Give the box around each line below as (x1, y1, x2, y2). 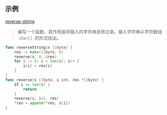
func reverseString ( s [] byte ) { (5, 44, 72, 50)
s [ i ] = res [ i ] (23, 63, 52, 68)
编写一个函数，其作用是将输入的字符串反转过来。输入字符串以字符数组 (17, 28, 162, 34)
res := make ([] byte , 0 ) (14, 49, 64, 54)
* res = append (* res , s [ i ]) (14, 100, 70, 106)
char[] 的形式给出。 (18, 34, 61, 41)
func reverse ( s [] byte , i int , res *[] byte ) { (5, 77, 104, 82)
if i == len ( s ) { (14, 82, 50, 87)
